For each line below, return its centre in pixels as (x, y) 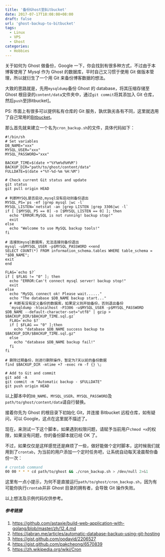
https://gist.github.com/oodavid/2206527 (54, 539)
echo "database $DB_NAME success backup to (59, 329)
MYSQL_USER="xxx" (23, 150)
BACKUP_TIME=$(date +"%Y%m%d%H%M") (41, 163)
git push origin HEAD (27, 386)
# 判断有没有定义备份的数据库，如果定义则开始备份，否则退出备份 (67, 303)
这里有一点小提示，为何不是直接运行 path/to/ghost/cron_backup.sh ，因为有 (81, 482)
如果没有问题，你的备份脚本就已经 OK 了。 (56, 435)
